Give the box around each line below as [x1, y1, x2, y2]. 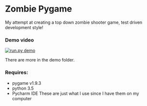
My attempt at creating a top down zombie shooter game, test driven [5, 19, 143, 25]
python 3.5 [12, 85, 34, 91]
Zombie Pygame [5, 3, 72, 15]
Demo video [5, 36, 34, 43]
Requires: [5, 69, 28, 76]
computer [12, 95, 32, 101]
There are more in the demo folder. [5, 57, 75, 63]
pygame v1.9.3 [12, 80, 41, 86]
